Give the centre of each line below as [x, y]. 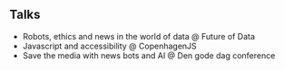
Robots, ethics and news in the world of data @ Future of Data [139, 36]
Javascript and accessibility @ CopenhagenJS [109, 46]
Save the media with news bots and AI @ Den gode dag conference [149, 55]
